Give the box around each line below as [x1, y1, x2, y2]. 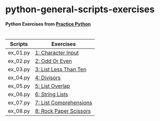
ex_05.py [8, 82, 30, 89]
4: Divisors [35, 74, 61, 81]
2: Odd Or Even [35, 57, 72, 65]
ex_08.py [8, 107, 30, 114]
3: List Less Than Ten [35, 66, 87, 73]
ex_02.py [8, 57, 30, 65]
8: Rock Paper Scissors [35, 107, 91, 114]
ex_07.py [8, 99, 30, 106]
